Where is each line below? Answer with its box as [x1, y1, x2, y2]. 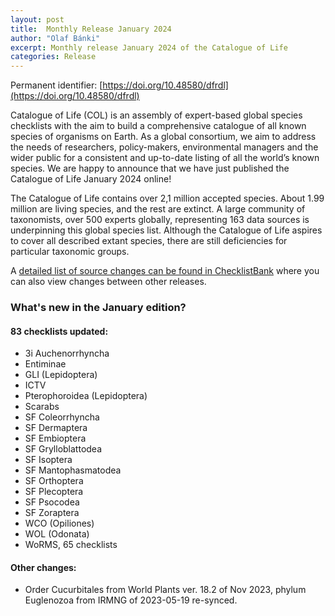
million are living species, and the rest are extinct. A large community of [10, 203, 306, 215]
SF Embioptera [24, 432, 87, 445]
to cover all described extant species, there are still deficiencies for [10, 235, 288, 247]
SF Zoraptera [24, 507, 80, 519]
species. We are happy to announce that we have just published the [10, 162, 290, 175]
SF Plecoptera [24, 486, 84, 498]
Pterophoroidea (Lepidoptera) [24, 390, 148, 402]
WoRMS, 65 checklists [24, 539, 118, 551]
